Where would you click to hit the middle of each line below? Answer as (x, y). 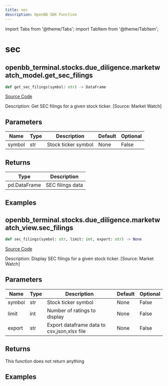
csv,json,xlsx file (66, 331)
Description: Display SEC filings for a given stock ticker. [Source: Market (79, 259)
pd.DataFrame (24, 185)
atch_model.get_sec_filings (49, 76)
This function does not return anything (45, 361)
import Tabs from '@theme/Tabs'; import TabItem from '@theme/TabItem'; (82, 29)
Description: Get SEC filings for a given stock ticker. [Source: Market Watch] (83, 106)
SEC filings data (64, 185)
